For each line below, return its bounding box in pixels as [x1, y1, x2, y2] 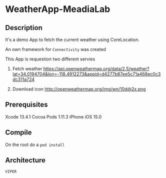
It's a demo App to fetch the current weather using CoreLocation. [5, 36, 140, 42]
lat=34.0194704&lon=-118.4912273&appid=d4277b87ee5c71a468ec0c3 [12, 71, 161, 77]
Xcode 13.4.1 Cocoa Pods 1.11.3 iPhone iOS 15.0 [5, 113, 102, 119]
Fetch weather [12, 66, 42, 71]
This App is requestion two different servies [5, 56, 95, 62]
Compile [5, 128, 32, 137]
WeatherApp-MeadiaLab [5, 3, 110, 15]
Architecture [5, 156, 46, 164]
